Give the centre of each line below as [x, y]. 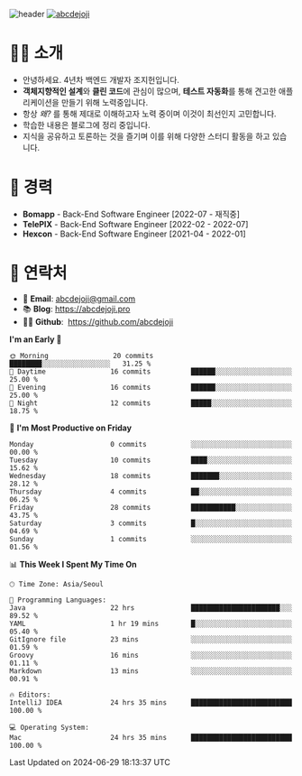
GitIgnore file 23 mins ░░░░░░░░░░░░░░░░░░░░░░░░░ [151, 639]
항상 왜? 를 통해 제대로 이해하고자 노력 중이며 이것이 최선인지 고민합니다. [149, 114]
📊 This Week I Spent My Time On [73, 564]
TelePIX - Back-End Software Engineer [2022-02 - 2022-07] [135, 224]
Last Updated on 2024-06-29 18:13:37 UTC [90, 762]
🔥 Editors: [30, 695]
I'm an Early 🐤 [36, 339]
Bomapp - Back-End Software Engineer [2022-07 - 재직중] [131, 214]
